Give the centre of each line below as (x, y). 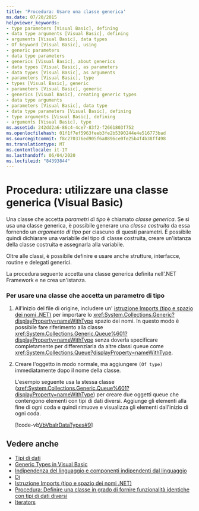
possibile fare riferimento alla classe (59, 327)
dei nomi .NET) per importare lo (53, 315)
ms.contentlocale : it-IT (37, 150)
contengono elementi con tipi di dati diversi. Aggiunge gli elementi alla (101, 401)
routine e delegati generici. (39, 263)
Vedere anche (33, 444)
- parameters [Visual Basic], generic (54, 89)
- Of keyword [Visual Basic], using (51, 45)
